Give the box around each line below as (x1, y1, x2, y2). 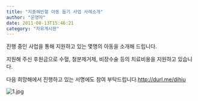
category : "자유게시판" (6, 25, 60, 32)
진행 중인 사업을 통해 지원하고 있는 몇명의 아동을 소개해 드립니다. (6, 43, 158, 50)
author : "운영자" (6, 14, 46, 20)
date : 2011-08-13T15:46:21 (6, 20, 74, 26)
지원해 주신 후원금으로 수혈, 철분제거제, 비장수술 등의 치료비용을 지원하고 (6, 55, 176, 63)
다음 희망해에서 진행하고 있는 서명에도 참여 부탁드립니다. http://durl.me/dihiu (6, 76, 186, 83)
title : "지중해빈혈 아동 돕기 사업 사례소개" (6, 8, 104, 15)
